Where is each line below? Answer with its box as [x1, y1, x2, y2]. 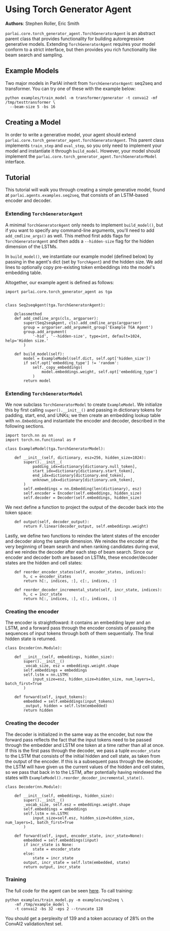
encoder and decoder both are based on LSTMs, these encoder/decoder [5, 554, 158, 560]
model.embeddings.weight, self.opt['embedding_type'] [41, 369, 158, 374]
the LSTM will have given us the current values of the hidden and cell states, [5, 764, 165, 770]
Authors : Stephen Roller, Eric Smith [5, 20, 80, 26]
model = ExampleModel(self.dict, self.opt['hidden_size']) [23, 356, 151, 361]
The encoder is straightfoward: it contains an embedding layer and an [5, 619, 151, 626]
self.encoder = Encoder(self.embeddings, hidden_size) [23, 491, 142, 496]
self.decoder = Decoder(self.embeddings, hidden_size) [23, 495, 142, 500]
